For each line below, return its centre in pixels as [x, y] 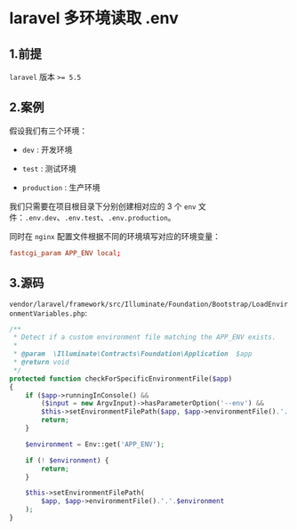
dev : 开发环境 [47, 149]
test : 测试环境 [49, 168]
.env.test [82, 218]
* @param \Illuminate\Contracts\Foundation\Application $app [132, 354]
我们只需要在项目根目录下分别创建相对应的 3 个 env [103, 206]
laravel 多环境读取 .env [94, 18]
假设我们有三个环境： [48, 131]
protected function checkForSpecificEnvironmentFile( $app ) [121, 379]
